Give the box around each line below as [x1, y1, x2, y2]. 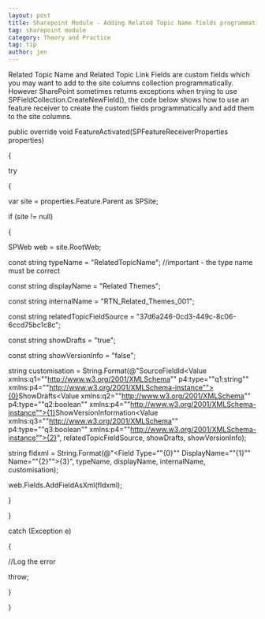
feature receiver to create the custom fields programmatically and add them [8, 103, 255, 113]
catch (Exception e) [8, 526, 72, 535]
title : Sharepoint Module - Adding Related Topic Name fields [8, 19, 217, 27]
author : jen [8, 48, 47, 56]
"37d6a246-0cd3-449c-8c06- [136, 312, 237, 321]
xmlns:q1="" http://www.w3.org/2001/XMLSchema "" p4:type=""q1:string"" [8, 375, 249, 383]
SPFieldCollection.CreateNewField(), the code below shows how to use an [8, 95, 249, 104]
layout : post [8, 11, 51, 20]
